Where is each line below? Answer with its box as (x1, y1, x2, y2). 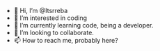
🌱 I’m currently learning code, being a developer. (13, 21, 154, 29)
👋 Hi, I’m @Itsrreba (13, 7, 68, 14)
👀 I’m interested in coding (13, 14, 88, 22)
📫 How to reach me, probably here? (13, 37, 118, 44)
